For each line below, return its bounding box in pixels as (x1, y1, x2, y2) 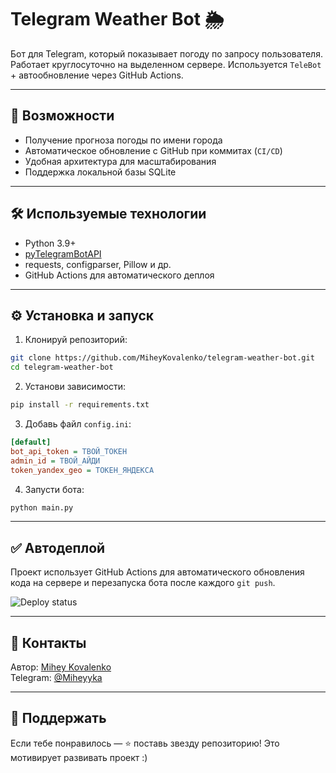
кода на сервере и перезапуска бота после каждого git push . (10, 577, 276, 589)
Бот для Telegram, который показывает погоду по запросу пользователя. (10, 47, 323, 60)
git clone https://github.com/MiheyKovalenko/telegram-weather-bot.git (10, 353, 315, 363)
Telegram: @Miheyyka (10, 672, 103, 683)
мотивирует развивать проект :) (10, 751, 148, 763)
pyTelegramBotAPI (24, 247, 102, 260)
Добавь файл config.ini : (24, 418, 132, 430)
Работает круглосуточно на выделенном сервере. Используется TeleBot (10, 58, 322, 70)
